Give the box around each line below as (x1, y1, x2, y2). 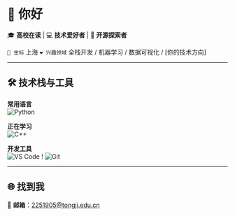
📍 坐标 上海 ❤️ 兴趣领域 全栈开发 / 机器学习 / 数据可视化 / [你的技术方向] (7, 48, 206, 56)
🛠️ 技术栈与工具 (7, 77, 74, 89)
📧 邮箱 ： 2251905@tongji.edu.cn (7, 201, 100, 209)
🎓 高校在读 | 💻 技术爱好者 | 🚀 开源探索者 (7, 31, 127, 39)
